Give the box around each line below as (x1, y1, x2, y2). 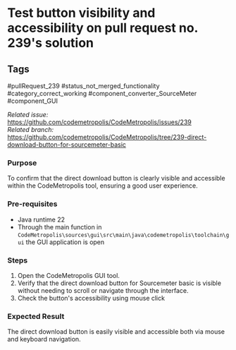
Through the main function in (17, 222, 102, 231)
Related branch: (7, 126, 54, 133)
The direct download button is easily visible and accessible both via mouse (7, 327, 225, 336)
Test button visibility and (7, 5, 156, 21)
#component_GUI (7, 97, 58, 105)
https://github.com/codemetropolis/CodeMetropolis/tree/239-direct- (7, 133, 207, 141)
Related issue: (7, 111, 49, 119)
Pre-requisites (7, 199, 58, 209)
